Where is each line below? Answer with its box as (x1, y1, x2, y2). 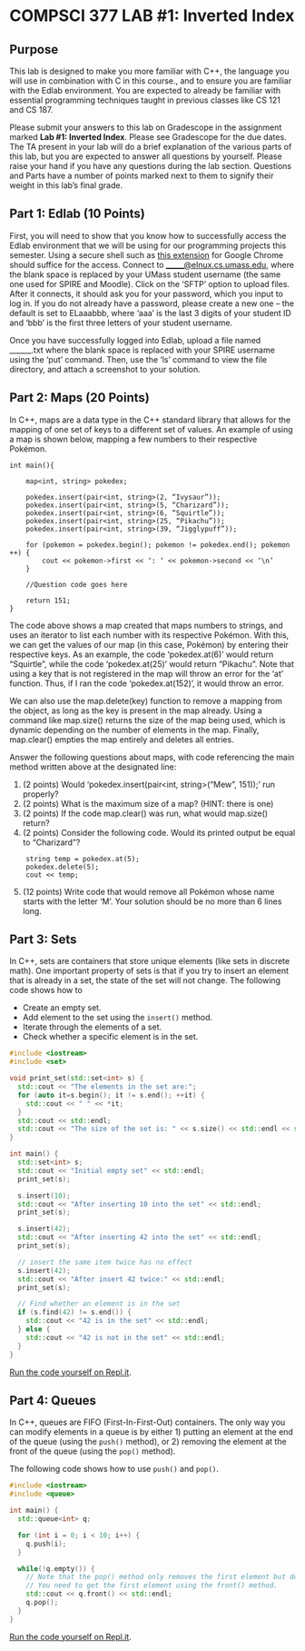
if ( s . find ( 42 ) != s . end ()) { (17, 1308, 132, 1318)
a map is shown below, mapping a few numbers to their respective (9, 433, 258, 444)
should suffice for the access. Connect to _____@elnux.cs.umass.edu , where (9, 259, 295, 270)
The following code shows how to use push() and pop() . (9, 1464, 220, 1475)
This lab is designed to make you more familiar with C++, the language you (9, 65, 290, 76)
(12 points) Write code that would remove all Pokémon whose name (22, 886, 275, 897)
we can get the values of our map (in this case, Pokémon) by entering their (9, 639, 289, 650)
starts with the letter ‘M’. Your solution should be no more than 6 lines (22, 896, 282, 907)
